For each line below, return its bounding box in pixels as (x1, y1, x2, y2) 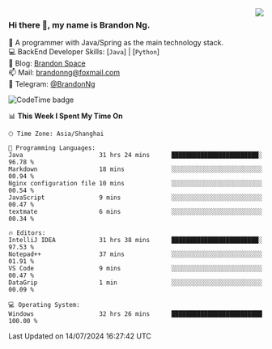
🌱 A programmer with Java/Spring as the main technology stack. (8, 38, 224, 48)
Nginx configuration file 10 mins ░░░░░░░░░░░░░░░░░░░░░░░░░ (8, 180, 263, 188)
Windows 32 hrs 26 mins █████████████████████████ (8, 310, 263, 318)
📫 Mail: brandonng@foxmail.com (8, 68, 120, 78)
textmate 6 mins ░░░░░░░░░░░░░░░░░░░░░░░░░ (8, 208, 263, 216)
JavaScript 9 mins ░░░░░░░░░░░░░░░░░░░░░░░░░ (8, 194, 263, 202)
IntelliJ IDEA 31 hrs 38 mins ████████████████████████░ (8, 236, 263, 245)
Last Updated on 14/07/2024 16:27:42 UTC (8, 331, 152, 341)
